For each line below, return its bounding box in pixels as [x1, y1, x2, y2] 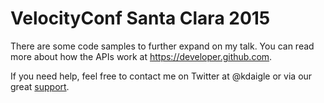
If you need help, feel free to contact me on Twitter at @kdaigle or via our [10, 70, 313, 82]
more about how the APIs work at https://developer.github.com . [10, 50, 273, 62]
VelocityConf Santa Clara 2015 [10, 7, 271, 30]
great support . [10, 80, 70, 92]
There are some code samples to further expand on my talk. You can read [10, 40, 315, 52]
